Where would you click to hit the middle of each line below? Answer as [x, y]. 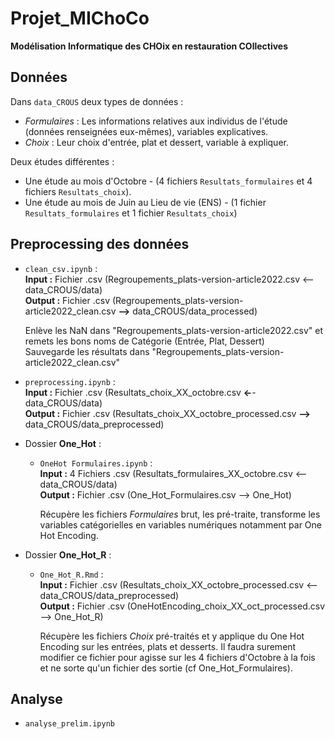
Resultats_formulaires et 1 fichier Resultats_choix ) [131, 213]
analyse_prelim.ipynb [69, 724]
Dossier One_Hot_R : [68, 554]
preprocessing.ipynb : [70, 381]
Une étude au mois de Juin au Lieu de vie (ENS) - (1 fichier [145, 202]
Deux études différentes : [62, 161]
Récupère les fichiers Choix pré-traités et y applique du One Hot [172, 636]
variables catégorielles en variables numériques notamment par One [181, 524]
